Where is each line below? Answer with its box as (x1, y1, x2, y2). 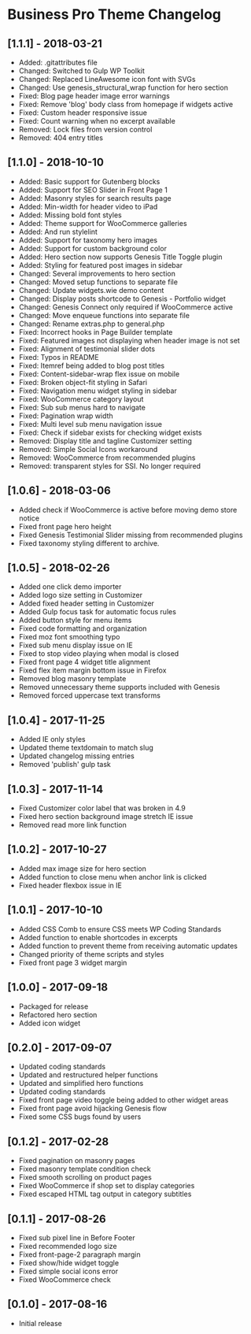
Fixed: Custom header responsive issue (18, 108, 147, 117)
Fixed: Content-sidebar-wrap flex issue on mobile (18, 369, 180, 379)
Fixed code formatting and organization (18, 624, 147, 633)
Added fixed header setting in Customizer (18, 598, 155, 608)
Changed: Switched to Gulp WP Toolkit (18, 66, 145, 76)
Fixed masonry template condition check (18, 1164, 151, 1174)
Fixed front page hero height (18, 521, 112, 531)
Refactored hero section (18, 1010, 98, 1019)
